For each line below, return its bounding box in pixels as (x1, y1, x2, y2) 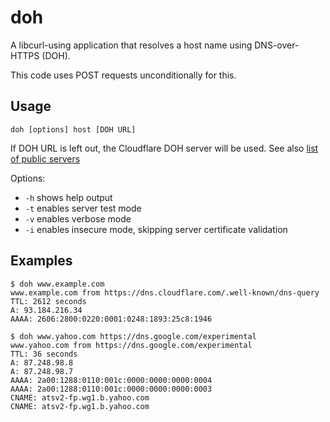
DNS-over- (254, 39, 300, 51)
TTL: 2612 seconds (10, 296, 87, 306)
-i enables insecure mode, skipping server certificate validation (24, 223, 288, 235)
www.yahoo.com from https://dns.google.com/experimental (10, 340, 253, 350)
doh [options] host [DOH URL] (10, 124, 137, 135)
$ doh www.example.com (10, 279, 105, 289)
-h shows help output (24, 191, 113, 203)
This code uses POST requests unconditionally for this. (10, 69, 237, 81)
